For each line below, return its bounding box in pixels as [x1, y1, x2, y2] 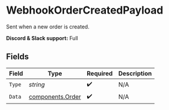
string [28, 80, 45, 89]
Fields [6, 51, 29, 62]
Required [87, 69, 113, 77]
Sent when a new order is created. [6, 23, 90, 30]
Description [118, 69, 152, 77]
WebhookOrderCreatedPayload [6, 4, 164, 17]
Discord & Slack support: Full [6, 34, 78, 41]
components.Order [28, 93, 81, 101]
